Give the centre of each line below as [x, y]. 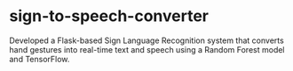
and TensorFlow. [40, 59]
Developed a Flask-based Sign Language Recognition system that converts [146, 40]
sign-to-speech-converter [109, 16]
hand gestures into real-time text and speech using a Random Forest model [147, 49]
